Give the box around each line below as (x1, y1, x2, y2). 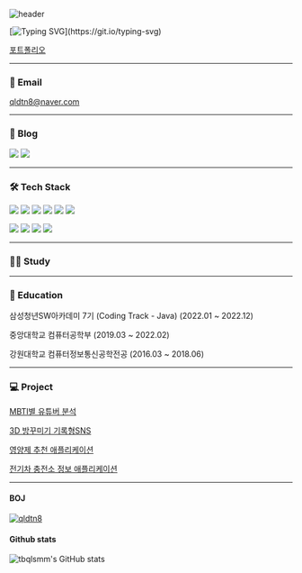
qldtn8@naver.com (9, 96, 80, 107)
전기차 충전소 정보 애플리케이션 (9, 463, 119, 474)
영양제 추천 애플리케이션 (9, 444, 94, 455)
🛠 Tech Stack (9, 180, 71, 193)
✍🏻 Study (9, 255, 51, 268)
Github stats (9, 533, 57, 544)
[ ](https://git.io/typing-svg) (9, 26, 162, 36)
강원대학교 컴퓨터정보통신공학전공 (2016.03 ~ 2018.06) (9, 349, 205, 359)
